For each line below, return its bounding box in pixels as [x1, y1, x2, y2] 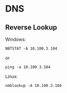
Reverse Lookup [5, 23, 57, 32]
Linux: [5, 73, 18, 79]
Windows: [5, 36, 26, 42]
